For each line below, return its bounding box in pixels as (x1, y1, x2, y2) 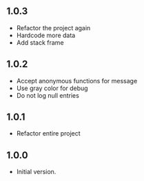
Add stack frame (16, 38, 64, 47)
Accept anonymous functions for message (16, 76, 138, 85)
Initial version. (16, 168, 56, 176)
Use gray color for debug (16, 84, 88, 92)
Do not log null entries (16, 91, 80, 99)
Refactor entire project (16, 129, 81, 138)
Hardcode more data (16, 31, 76, 39)
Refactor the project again (16, 23, 91, 32)
